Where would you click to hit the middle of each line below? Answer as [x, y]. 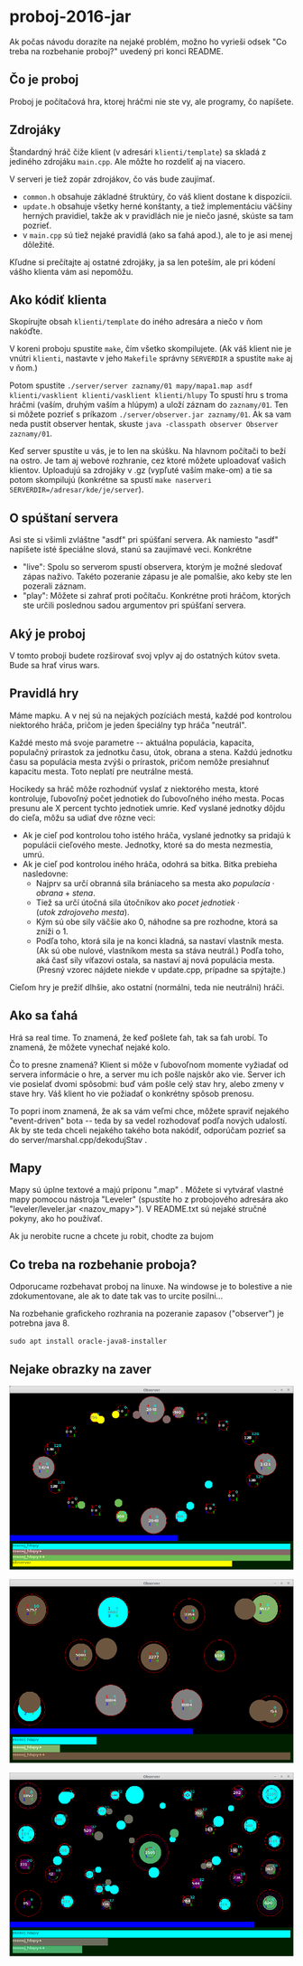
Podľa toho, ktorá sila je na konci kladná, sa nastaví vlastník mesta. [160, 940]
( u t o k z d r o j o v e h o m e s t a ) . [83, 912]
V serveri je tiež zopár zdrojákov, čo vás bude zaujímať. [112, 179]
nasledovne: [45, 874]
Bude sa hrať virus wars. [55, 665]
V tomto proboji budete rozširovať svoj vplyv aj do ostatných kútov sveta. [145, 656]
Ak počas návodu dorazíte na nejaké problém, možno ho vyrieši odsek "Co [148, 42]
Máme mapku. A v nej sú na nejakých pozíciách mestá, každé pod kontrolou [151, 715]
